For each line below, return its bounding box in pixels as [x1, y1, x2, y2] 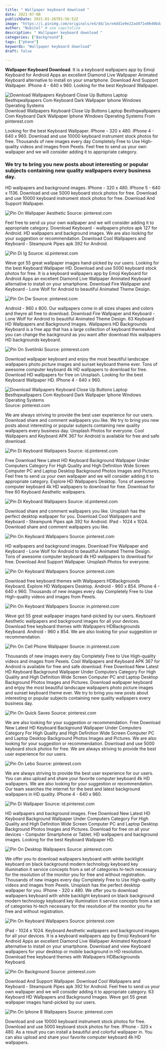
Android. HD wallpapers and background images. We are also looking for [5, 230, 154, 236]
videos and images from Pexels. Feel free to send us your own [20, 143, 147, 149]
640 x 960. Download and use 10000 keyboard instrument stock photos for [5, 133, 159, 139]
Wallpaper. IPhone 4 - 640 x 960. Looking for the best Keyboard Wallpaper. [5, 82, 159, 88]
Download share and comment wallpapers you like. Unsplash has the [5, 508, 146, 514]
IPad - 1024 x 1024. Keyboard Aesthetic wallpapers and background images [5, 927, 160, 933]
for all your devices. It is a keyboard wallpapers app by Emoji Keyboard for [5, 933, 157, 939]
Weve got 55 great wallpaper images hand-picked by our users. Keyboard [5, 613, 156, 619]
